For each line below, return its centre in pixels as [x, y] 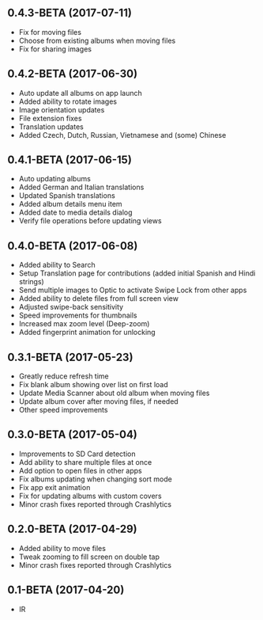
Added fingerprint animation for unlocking [87, 333]
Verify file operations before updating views [90, 221]
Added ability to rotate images [68, 101]
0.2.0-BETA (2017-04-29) [72, 529]
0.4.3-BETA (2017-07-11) [70, 13]
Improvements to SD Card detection [77, 454]
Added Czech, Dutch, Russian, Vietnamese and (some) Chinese [122, 135]
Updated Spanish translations [67, 196]
